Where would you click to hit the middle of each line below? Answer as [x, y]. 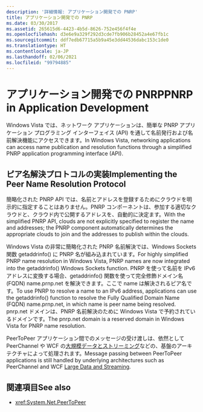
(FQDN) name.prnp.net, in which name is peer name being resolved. [91, 304]
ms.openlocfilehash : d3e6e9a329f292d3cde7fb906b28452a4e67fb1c [88, 35]
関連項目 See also [39, 387]
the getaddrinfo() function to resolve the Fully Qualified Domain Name [93, 298]
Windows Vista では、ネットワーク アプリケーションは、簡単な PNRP [92, 125]
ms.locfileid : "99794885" [39, 62]
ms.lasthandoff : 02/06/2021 [42, 57]
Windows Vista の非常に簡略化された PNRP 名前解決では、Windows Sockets [101, 247]
